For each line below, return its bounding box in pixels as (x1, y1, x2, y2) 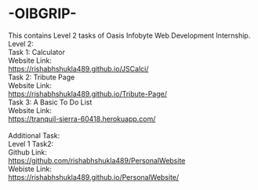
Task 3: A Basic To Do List (8, 97, 93, 107)
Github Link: (8, 147, 47, 157)
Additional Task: (8, 130, 60, 140)
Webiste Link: (8, 164, 53, 174)
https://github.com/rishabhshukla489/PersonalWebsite (8, 155, 186, 165)
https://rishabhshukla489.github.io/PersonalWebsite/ (8, 172, 180, 181)
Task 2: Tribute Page (8, 72, 75, 82)
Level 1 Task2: (8, 139, 54, 148)
